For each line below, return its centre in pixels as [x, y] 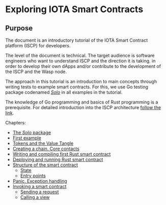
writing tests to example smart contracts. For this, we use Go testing [77, 87]
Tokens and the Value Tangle [43, 143]
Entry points [33, 176]
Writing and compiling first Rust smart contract [62, 154]
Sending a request [39, 192]
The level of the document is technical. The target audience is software [80, 55]
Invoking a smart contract [39, 186]
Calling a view [35, 197]
